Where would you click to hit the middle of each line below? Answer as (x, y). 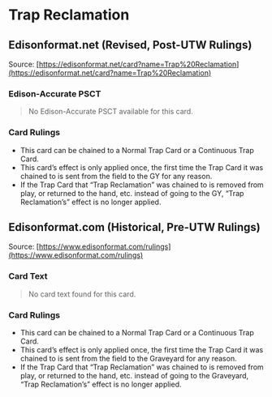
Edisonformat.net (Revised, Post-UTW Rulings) (130, 45)
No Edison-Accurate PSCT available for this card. (110, 112)
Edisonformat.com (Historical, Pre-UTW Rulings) (135, 227)
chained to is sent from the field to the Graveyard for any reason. (128, 359)
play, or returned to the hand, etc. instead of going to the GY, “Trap (132, 193)
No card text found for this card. (82, 294)
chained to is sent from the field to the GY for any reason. (116, 176)
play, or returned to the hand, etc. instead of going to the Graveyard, (134, 376)
